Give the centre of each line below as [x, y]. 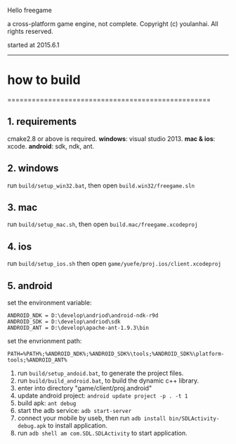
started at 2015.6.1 [33, 45]
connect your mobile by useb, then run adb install [92, 418]
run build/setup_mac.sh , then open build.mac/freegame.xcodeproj [103, 224]
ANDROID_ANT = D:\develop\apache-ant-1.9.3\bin [78, 328]
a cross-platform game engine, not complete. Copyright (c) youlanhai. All [113, 24]
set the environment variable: [50, 303]
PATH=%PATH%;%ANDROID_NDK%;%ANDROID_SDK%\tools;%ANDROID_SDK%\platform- [116, 354]
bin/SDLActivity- [194, 419]
